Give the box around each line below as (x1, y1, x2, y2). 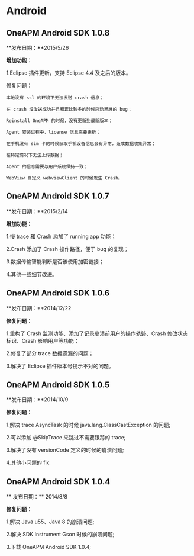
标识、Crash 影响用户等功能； (6, 337, 79, 344)
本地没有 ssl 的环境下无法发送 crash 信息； (6, 95, 105, 101)
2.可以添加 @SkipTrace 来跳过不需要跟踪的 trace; (6, 434, 126, 441)
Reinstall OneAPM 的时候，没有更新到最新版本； (6, 118, 114, 124)
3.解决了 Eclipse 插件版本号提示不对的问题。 (6, 362, 114, 369)
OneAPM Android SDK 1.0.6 (6, 288, 110, 298)
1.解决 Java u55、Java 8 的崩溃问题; (6, 518, 95, 525)
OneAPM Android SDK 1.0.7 (6, 191, 109, 201)
